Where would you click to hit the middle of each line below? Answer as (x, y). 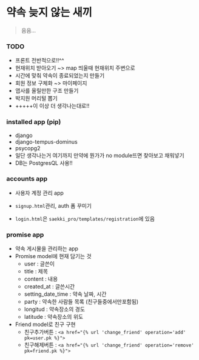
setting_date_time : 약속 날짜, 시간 (65, 294)
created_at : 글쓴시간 (49, 287)
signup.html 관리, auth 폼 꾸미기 (53, 205)
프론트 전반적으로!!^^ (40, 61)
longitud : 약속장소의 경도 (55, 309)
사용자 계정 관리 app (39, 193)
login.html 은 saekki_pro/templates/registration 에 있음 (85, 218)
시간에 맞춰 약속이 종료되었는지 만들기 (60, 76)
